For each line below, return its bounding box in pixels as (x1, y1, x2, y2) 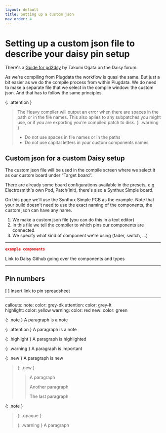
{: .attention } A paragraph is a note (5, 326, 77, 332)
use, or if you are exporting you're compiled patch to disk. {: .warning (17, 120, 159, 126)
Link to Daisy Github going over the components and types (5, 256, 125, 261)
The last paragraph (29, 393, 69, 399)
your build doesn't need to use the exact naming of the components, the (5, 202, 152, 208)
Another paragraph (29, 384, 69, 390)
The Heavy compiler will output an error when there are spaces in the (17, 109, 159, 115)
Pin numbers (5, 275, 45, 283)
